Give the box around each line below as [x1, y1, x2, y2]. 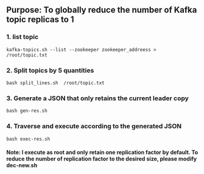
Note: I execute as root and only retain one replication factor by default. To [6, 149, 199, 156]
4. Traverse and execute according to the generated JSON [6, 122, 181, 131]
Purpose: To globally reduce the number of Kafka [6, 5, 197, 15]
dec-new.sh [6, 162, 38, 169]
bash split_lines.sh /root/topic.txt [6, 79, 105, 86]
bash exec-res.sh [6, 136, 51, 142]
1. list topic [6, 33, 39, 42]
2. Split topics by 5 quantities [6, 66, 94, 74]
